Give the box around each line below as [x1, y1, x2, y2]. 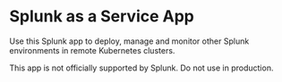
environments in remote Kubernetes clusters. [9, 45, 175, 55]
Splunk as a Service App [9, 6, 194, 27]
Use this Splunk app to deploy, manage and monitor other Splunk [9, 36, 250, 46]
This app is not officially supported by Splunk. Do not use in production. [9, 62, 274, 73]
